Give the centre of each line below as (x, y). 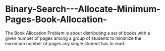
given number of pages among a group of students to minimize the (73, 38)
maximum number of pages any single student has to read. (65, 43)
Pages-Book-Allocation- (56, 19)
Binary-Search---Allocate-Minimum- (83, 9)
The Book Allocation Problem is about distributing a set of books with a (78, 33)
